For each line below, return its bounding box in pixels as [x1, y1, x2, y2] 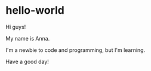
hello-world [5, 4, 65, 17]
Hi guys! [5, 23, 26, 30]
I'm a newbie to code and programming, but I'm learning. [5, 46, 146, 54]
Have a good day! [5, 58, 49, 65]
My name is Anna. [5, 35, 50, 42]
